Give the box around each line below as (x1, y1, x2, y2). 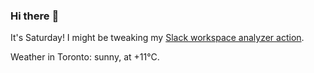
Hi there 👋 (10, 9, 60, 23)
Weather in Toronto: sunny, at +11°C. (10, 51, 160, 63)
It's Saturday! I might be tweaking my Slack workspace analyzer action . (10, 32, 305, 44)
